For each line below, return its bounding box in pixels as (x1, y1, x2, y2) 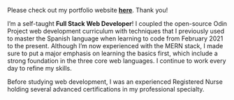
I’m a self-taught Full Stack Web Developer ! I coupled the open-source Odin (7, 20, 228, 27)
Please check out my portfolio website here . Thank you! (7, 6, 168, 14)
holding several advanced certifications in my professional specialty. (7, 85, 205, 93)
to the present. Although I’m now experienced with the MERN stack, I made (7, 42, 224, 50)
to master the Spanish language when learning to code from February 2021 (7, 34, 224, 43)
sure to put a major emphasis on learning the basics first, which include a (7, 49, 218, 57)
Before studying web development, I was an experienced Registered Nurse (7, 78, 224, 86)
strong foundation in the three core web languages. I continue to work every (7, 57, 226, 65)
